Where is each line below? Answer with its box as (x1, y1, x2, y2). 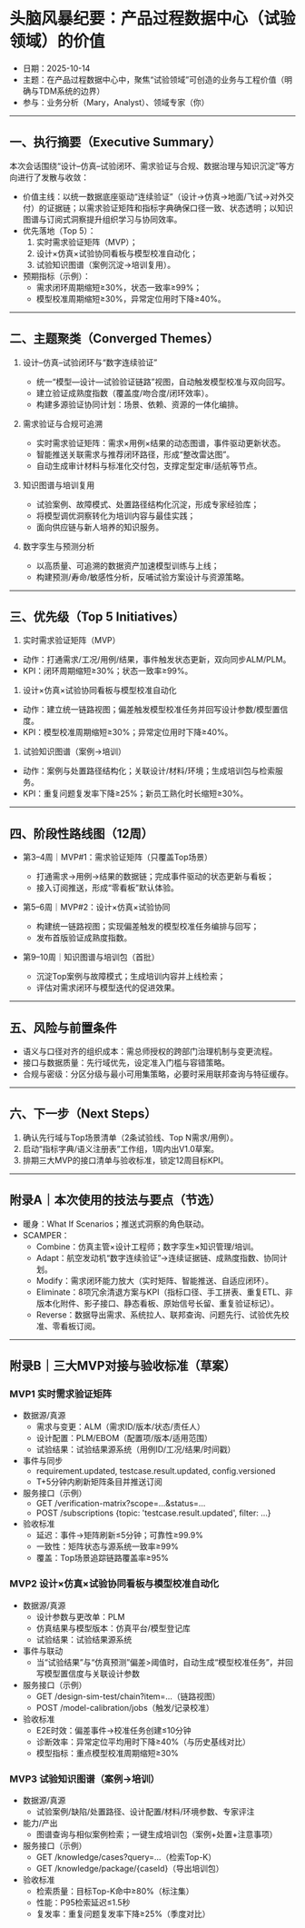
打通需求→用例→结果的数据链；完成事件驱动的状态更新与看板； (35, 871, 275, 882)
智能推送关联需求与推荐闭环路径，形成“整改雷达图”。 (35, 449, 234, 460)
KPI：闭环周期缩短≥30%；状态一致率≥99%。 (22, 665, 193, 677)
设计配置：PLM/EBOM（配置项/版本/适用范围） (35, 1433, 213, 1444)
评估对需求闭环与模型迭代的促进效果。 (35, 982, 180, 993)
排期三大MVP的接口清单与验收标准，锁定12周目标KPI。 (22, 1155, 229, 1166)
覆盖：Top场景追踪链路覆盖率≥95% (35, 1553, 170, 1564)
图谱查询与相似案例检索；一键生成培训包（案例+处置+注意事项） (35, 1828, 279, 1840)
